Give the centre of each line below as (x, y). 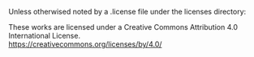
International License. (45, 36)
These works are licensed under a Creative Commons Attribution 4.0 (123, 27)
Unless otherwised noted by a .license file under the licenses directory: (127, 12)
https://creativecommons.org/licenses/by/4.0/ (85, 44)
